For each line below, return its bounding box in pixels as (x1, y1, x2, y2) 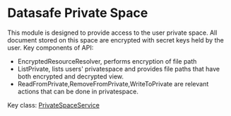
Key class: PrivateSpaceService (7, 100, 100, 109)
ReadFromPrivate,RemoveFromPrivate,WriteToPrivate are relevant (17, 79, 209, 88)
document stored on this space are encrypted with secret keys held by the (7, 35, 224, 44)
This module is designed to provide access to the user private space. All (7, 28, 218, 37)
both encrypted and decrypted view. (17, 72, 124, 81)
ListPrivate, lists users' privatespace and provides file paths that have (17, 64, 220, 73)
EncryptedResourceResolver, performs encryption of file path (17, 57, 197, 65)
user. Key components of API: (7, 43, 94, 52)
